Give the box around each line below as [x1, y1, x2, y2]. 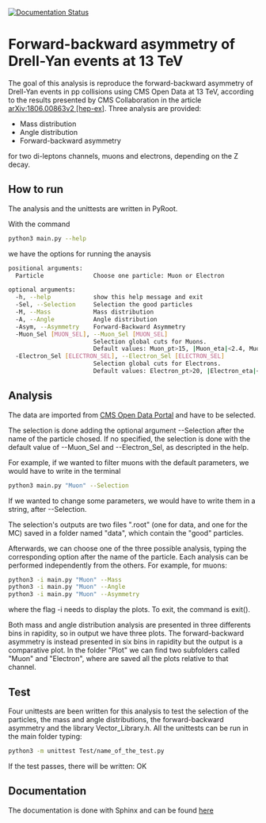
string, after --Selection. [8, 504, 87, 513]
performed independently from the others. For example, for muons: [8, 560, 227, 570]
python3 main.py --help [8, 234, 87, 242]
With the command [8, 219, 70, 229]
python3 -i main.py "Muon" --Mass [8, 575, 123, 583]
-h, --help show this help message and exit [15, 294, 203, 302]
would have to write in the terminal [8, 466, 121, 475]
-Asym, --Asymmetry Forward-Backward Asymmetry [15, 322, 186, 331]
